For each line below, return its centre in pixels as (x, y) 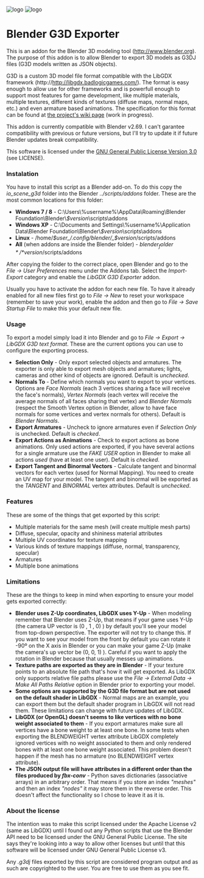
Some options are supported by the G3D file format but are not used (103, 691)
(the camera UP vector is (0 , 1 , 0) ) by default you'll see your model (101, 626)
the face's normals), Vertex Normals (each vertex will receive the (97, 395)
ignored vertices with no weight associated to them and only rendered (103, 743)
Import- (178, 271)
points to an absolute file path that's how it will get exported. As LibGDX (105, 671)
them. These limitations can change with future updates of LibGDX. (99, 710)
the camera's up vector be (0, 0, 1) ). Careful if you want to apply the (101, 652)
